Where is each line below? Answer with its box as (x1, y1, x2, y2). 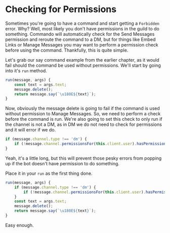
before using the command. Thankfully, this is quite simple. (5, 47, 129, 53)
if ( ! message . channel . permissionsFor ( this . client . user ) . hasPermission (14, 142, 166, 147)
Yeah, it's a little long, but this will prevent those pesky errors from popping (5, 155, 162, 161)
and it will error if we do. (5, 127, 56, 133)
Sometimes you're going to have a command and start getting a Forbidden (5, 20, 159, 26)
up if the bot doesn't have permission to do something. (5, 160, 120, 166)
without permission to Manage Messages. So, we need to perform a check (5, 111, 161, 117)
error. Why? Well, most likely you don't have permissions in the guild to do (5, 25, 159, 31)
